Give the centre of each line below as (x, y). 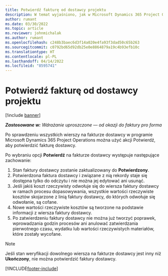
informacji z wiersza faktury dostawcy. (52, 213)
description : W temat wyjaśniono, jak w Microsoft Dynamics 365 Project (82, 15)
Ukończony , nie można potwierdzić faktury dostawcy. (61, 259)
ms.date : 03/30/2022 (27, 24)
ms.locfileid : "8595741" (31, 66)
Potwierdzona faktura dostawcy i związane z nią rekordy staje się (80, 176)
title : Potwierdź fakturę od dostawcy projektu (56, 10)
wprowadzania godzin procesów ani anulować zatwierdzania (75, 223)
